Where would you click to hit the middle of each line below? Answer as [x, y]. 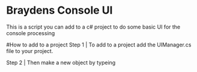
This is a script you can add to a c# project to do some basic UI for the [93, 27]
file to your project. [30, 51]
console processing [31, 33]
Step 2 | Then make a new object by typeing [61, 62]
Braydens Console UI [59, 10]
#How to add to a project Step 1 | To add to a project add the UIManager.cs [99, 45]
